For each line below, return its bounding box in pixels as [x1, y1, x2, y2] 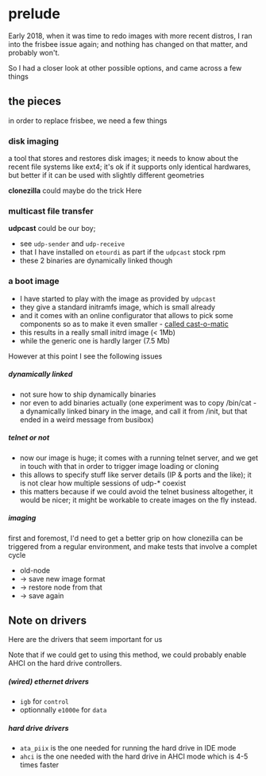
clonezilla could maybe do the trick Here [8, 186, 142, 195]
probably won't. [8, 48, 60, 57]
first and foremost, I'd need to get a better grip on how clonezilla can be [8, 533, 244, 543]
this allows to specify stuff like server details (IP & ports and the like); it [19, 470, 252, 479]
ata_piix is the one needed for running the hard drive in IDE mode [19, 743, 237, 753]
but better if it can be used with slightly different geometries [8, 171, 205, 180]
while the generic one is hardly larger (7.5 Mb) [19, 336, 171, 345]
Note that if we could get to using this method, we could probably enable [8, 650, 247, 659]
